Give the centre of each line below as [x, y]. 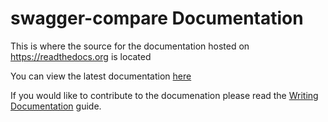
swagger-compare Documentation [157, 18]
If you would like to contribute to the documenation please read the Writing [164, 95]
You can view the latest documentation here [101, 76]
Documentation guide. [56, 106]
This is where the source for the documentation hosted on [130, 46]
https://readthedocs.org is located [81, 56]
